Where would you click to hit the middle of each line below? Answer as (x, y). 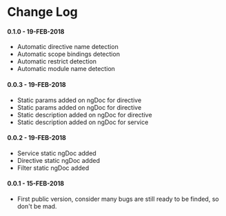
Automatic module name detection (66, 69)
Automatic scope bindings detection (69, 54)
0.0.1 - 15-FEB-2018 (35, 184)
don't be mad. (37, 206)
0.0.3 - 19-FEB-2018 (37, 84)
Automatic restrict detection (57, 61)
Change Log (42, 12)
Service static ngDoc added (56, 153)
